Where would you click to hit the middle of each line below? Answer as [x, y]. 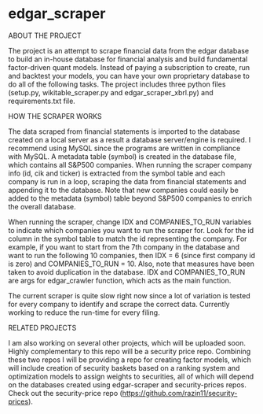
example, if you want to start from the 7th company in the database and [124, 247]
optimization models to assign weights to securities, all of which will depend [131, 376]
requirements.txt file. [42, 101]
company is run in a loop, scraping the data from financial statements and [127, 181]
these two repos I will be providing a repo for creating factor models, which [130, 360]
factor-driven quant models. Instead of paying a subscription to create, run [129, 67]
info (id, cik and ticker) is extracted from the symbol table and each [117, 173]
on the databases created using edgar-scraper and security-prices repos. [128, 384]
